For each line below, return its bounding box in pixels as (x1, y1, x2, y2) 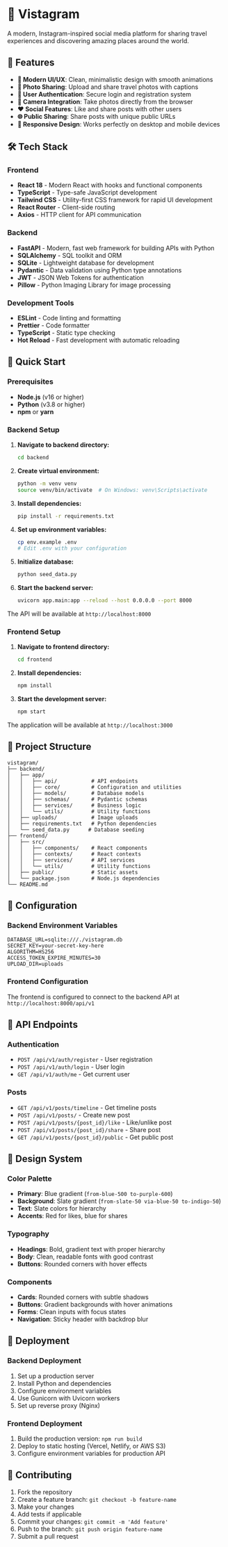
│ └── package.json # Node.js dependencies (7, 875, 160, 882)
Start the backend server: (17, 584, 94, 592)
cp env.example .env (17, 539, 77, 546)
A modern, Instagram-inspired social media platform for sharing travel (7, 29, 207, 38)
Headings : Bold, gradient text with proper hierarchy (17, 1245, 165, 1253)
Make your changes (17, 1503, 74, 1511)
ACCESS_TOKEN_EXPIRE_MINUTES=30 (7, 955, 101, 962)
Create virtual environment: (17, 466, 99, 475)
